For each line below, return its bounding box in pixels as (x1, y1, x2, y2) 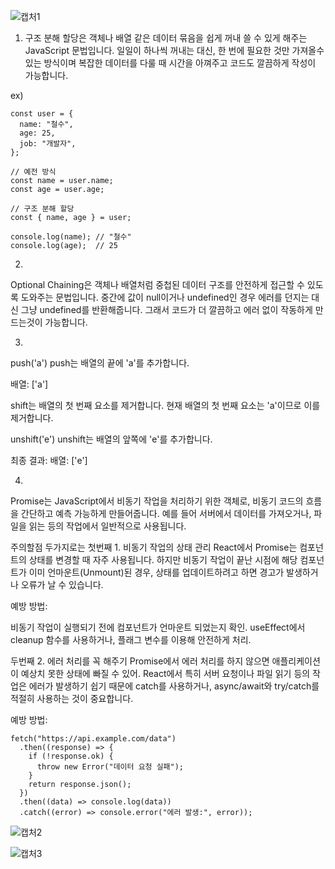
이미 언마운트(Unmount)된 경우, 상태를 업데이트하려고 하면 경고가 (28, 566, 285, 578)
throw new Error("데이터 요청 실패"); (36, 762, 185, 772)
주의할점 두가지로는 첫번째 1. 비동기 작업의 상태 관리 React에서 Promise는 (10, 541, 298, 553)
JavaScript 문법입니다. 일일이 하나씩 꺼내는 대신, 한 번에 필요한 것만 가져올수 (24, 45, 325, 56)
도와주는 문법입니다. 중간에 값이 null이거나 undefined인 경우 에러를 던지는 (20, 291, 310, 303)
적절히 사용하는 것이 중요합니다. (10, 693, 134, 704)
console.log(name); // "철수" (10, 232, 132, 242)
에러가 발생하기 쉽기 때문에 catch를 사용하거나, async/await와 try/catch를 (28, 680, 320, 692)
